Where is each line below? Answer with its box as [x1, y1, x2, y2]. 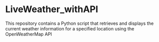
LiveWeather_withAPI [5, 4, 98, 15]
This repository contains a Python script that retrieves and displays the [5, 20, 154, 26]
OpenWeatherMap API [5, 31, 52, 37]
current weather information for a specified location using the [5, 25, 135, 31]
